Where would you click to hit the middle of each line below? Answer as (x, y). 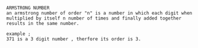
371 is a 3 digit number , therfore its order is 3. (74, 39)
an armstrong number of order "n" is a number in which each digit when (99, 13)
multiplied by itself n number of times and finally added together (94, 18)
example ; (19, 34)
